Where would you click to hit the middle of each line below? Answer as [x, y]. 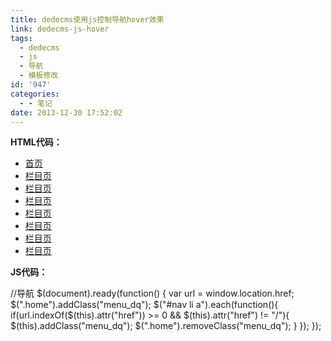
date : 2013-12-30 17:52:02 [66, 112]
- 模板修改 [39, 76]
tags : [21, 38]
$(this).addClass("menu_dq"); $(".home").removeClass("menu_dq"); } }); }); [166, 326]
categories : [35, 94]
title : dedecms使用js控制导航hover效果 [87, 19]
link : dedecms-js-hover [60, 29]
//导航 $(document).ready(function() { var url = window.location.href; [152, 293]
